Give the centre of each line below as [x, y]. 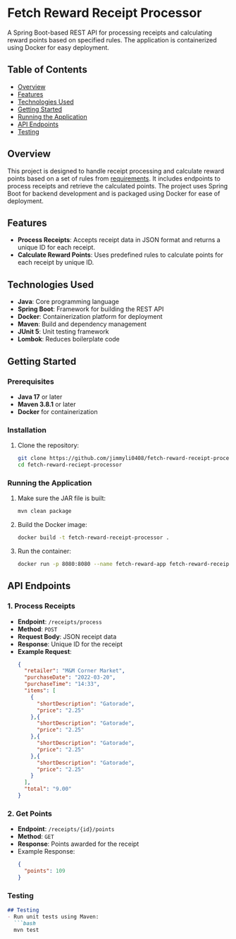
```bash [25, 923]
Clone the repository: [48, 445]
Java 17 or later [40, 396]
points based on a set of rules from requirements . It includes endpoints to [114, 178]
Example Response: [46, 852]
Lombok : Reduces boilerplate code [68, 339]
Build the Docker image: [52, 525]
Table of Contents [48, 69]
